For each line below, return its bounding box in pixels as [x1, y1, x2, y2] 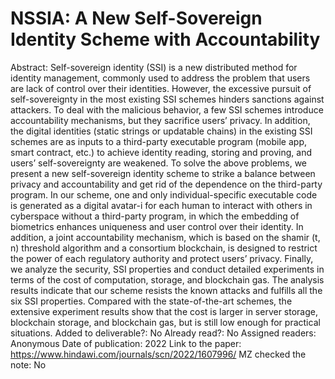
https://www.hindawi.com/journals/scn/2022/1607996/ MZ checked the [10, 348, 307, 360]
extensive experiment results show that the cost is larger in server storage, [10, 305, 318, 317]
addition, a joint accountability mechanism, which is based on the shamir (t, [10, 231, 321, 243]
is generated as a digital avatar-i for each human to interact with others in [10, 199, 313, 211]
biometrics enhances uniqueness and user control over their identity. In [10, 220, 304, 232]
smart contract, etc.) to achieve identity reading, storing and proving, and [10, 146, 313, 158]
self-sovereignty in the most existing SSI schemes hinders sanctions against [10, 93, 325, 105]
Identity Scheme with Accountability [10, 28, 321, 51]
